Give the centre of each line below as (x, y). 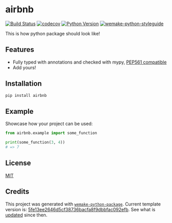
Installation (24, 84)
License (18, 163)
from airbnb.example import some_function (51, 133)
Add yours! (24, 67)
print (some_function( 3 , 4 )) (35, 143)
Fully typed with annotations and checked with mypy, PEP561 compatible (90, 62)
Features (20, 50)
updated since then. (26, 215)
